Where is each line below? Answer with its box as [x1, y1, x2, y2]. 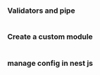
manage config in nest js [7, 58, 94, 68]
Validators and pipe [7, 6, 75, 16]
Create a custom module [7, 32, 93, 42]
